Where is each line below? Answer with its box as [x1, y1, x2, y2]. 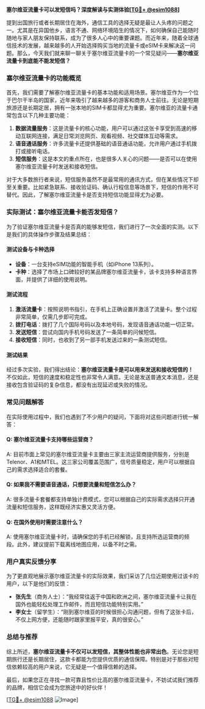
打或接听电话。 [15, 148, 53, 155]
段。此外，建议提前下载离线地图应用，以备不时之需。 [6, 540, 140, 548]
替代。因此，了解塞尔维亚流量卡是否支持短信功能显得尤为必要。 [6, 191, 167, 198]
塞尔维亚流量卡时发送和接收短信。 [15, 163, 101, 170]
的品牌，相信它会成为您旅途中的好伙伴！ [6, 683, 108, 691]
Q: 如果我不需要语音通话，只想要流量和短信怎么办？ [6, 481, 137, 488]
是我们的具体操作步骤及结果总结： [6, 230, 92, 238]
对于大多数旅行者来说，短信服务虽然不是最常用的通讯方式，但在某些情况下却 [6, 176, 199, 183]
